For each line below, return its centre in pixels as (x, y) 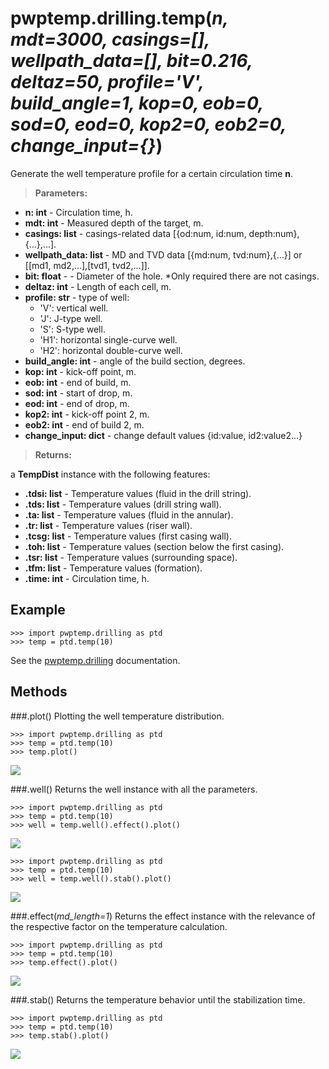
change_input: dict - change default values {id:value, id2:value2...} (163, 435)
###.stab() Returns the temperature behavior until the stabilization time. (158, 999)
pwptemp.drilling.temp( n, (119, 18)
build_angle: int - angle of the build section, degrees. (135, 361)
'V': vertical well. (74, 308)
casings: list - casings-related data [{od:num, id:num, (135, 233)
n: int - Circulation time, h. (78, 212)
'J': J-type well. (71, 318)
